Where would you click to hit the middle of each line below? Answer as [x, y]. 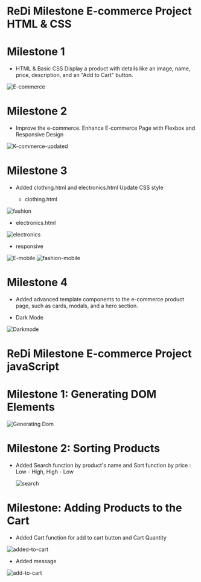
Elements [31, 407]
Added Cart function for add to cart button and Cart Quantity [91, 537]
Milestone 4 [37, 283]
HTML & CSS [39, 24]
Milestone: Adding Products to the [94, 508]
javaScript [33, 366]
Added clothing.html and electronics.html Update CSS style [89, 187]
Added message [36, 561]
